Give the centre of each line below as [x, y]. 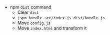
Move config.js [34, 23]
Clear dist [28, 12]
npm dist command [30, 7]
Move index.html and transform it [52, 28]
